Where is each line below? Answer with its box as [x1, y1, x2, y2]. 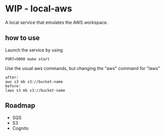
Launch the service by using [5, 47, 63, 53]
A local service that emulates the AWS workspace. [5, 19, 108, 25]
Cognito [12, 125, 29, 131]
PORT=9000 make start [5, 57, 50, 62]
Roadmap [5, 101, 36, 110]
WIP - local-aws [5, 3, 72, 14]
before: [5, 83, 21, 88]
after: [5, 75, 19, 80]
